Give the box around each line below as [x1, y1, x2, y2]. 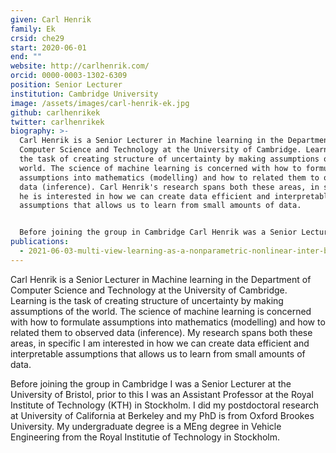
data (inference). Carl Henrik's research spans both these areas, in [19, 182, 320, 192]
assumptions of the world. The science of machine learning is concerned [10, 305, 312, 317]
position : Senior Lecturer [10, 80, 123, 90]
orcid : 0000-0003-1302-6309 [10, 71, 128, 81]
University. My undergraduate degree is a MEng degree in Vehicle [10, 420, 282, 432]
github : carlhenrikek [10, 107, 101, 118]
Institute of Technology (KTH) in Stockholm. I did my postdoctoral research [10, 399, 320, 411]
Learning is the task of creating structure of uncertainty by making [10, 294, 284, 306]
